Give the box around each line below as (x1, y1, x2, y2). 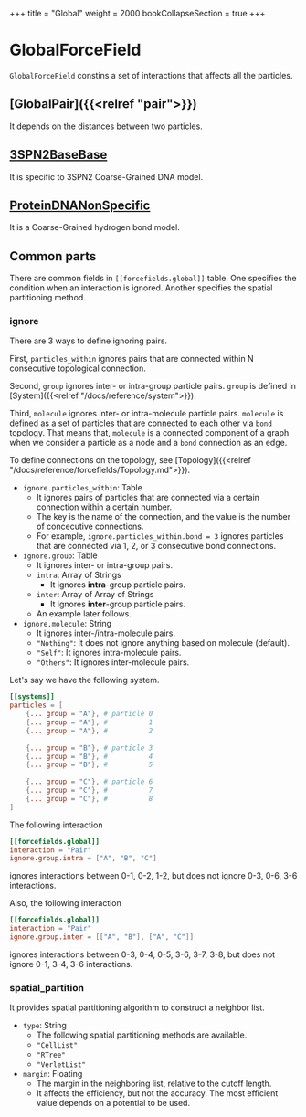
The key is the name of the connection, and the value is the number (36, 511, 290, 522)
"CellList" (36, 1041, 79, 1050)
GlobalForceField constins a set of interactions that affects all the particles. (9, 69, 293, 80)
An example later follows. (36, 608, 132, 619)
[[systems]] (9, 692, 55, 701)
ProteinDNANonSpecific (9, 197, 151, 213)
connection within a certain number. (36, 501, 173, 512)
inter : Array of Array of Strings (36, 589, 154, 600)
